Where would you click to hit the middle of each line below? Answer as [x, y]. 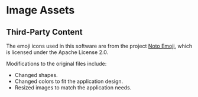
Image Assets [40, 10]
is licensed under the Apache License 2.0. [57, 52]
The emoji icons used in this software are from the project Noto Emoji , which [99, 46]
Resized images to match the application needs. [73, 88]
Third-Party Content [44, 32]
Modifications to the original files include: [56, 63]
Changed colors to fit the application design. [69, 81]
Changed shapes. [36, 75]
